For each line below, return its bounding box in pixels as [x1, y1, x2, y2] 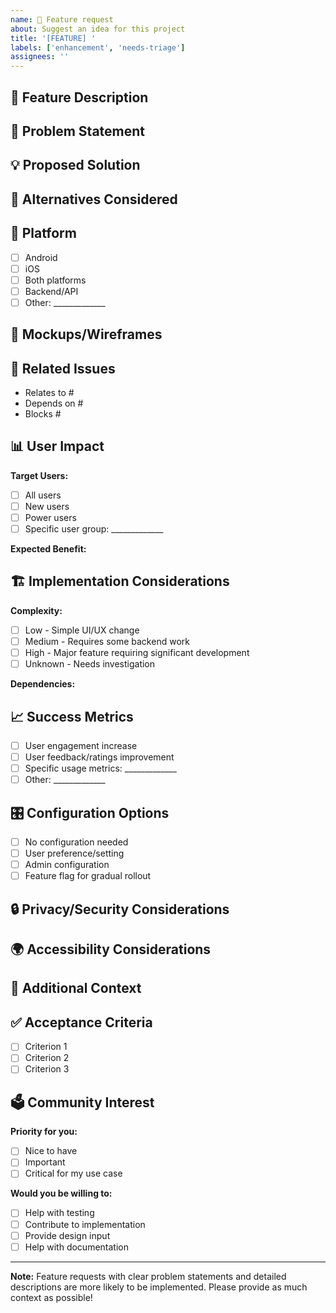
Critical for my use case [24, 1167, 123, 1180]
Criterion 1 [24, 1041, 68, 1053]
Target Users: [10, 469, 69, 481]
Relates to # [24, 387, 75, 399]
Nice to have [24, 1145, 78, 1157]
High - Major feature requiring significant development [24, 647, 250, 659]
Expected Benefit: [10, 543, 87, 555]
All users [24, 489, 62, 501]
